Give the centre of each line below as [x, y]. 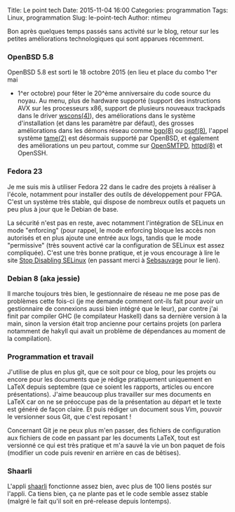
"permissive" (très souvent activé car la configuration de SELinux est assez [116, 245]
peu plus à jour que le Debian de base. [63, 209]
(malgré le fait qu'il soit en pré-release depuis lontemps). [89, 501]
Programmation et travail [51, 357]
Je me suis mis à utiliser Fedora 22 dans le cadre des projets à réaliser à [112, 186]
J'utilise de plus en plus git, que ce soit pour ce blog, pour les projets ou [112, 372]
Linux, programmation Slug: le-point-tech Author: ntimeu [89, 18]
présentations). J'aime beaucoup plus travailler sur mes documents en [109, 395]
